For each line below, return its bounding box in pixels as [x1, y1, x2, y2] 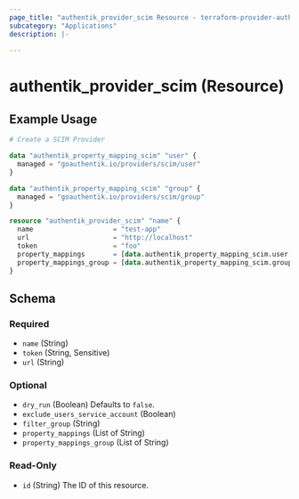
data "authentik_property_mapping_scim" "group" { [9, 184, 201, 192]
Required [9, 317, 50, 330]
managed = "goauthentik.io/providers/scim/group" [17, 192, 205, 201]
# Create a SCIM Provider [9, 135, 105, 144]
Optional [9, 380, 47, 392]
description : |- [9, 29, 69, 38]
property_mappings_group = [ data [17, 258, 141, 267]
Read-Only [9, 460, 58, 472]
